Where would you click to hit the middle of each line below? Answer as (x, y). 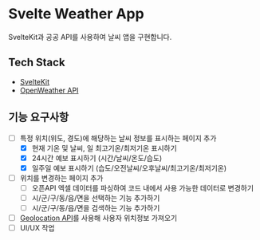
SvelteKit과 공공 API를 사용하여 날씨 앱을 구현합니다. (90, 37)
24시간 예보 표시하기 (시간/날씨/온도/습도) (97, 158)
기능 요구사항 (39, 118)
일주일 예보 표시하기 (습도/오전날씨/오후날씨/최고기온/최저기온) (129, 167)
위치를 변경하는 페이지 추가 (61, 178)
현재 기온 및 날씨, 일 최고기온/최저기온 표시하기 (104, 148)
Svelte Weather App (77, 14)
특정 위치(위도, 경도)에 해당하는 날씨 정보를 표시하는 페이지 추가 (118, 138)
